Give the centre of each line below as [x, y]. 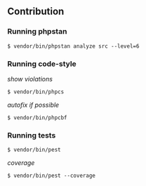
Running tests [32, 135]
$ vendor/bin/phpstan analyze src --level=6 [73, 46]
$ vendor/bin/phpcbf [38, 118]
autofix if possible [33, 105]
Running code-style [42, 64]
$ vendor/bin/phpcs [36, 92]
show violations [30, 79]
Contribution [36, 12]
